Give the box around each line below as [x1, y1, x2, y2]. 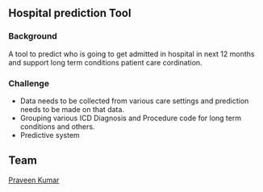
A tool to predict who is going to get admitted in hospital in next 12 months [8, 48, 255, 59]
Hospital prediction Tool [8, 6, 131, 20]
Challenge [8, 77, 50, 89]
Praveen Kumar [8, 175, 60, 185]
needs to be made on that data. [19, 104, 125, 114]
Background [8, 31, 58, 42]
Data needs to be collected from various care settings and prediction [19, 96, 249, 106]
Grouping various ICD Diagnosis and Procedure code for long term [19, 113, 242, 123]
